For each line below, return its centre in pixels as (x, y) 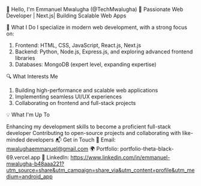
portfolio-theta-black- (147, 149)
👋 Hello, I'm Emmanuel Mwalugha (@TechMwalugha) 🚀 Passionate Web (95, 9)
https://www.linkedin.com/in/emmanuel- (120, 157)
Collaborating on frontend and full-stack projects (75, 103)
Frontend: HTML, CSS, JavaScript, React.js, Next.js (78, 45)
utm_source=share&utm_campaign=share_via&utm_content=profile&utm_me (100, 170)
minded (16, 140)
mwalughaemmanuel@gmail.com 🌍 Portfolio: (62, 149)
